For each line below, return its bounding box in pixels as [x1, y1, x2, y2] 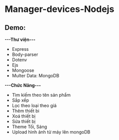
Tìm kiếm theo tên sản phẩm [11, 92, 71, 98]
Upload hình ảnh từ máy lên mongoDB [11, 129, 90, 135]
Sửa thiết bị [11, 119, 36, 124]
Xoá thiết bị [11, 113, 36, 119]
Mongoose [11, 67, 34, 73]
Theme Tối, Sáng [11, 124, 47, 130]
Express [11, 46, 29, 52]
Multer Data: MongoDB [11, 73, 59, 78]
